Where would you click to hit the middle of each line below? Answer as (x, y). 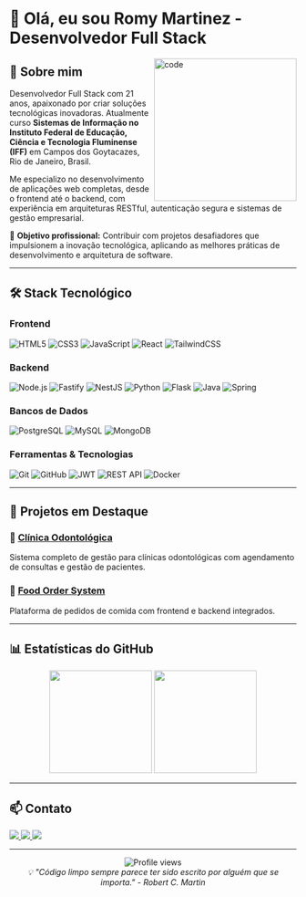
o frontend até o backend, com (67, 198)
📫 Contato (41, 808)
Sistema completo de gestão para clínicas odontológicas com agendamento (152, 558)
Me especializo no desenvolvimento (77, 179)
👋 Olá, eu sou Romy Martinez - (126, 19)
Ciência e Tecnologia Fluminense (74, 142)
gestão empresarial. (47, 218)
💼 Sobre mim (46, 72)
